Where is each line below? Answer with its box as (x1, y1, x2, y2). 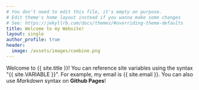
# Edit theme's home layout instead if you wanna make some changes (6, 14, 181, 20)
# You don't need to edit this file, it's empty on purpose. (6, 8, 162, 15)
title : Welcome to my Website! (6, 25, 85, 32)
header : (6, 43, 26, 49)
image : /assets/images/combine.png (11, 48, 101, 54)
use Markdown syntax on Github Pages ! (6, 77, 106, 84)
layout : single (6, 31, 44, 37)
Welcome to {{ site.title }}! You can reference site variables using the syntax (6, 64, 193, 71)
